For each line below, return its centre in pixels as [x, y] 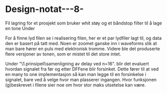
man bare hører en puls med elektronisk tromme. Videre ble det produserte [83, 48]
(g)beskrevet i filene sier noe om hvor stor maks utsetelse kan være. [76, 85]
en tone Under [20, 28]
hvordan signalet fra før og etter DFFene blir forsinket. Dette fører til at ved [82, 69]
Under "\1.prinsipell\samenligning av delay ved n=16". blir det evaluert [77, 63]
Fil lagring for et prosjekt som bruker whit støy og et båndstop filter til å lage [83, 23]
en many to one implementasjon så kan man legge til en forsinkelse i [76, 74]
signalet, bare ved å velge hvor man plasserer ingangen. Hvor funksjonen [81, 79]
